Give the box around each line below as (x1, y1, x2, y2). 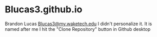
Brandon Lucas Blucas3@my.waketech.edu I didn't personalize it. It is (5, 21, 152, 27)
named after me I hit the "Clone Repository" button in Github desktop (5, 26, 151, 32)
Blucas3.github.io (5, 4, 83, 15)
